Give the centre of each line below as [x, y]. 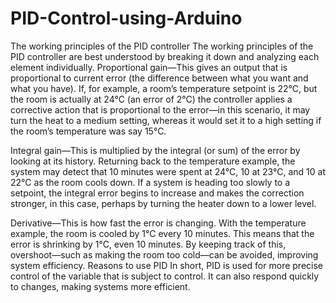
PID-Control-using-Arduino [126, 18]
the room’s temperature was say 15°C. [88, 131]
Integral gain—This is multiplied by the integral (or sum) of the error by [155, 150]
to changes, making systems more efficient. [100, 286]
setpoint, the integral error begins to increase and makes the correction [157, 193]
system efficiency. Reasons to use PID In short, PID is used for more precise [166, 265]
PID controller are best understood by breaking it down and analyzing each [165, 56]
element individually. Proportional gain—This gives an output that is [149, 67]
